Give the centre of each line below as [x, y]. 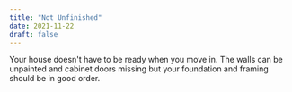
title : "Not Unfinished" [56, 17]
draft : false [34, 34]
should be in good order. [55, 79]
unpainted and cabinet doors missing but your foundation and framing [139, 69]
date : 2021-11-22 [42, 26]
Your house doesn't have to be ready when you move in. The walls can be [146, 60]
